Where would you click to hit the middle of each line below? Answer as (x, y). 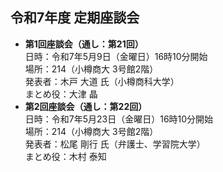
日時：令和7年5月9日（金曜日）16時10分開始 (116, 56)
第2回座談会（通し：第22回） (86, 106)
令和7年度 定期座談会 (75, 18)
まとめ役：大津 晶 (61, 94)
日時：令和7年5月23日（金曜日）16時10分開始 (119, 119)
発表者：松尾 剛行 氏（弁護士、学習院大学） (115, 144)
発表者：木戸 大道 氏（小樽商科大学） (102, 81)
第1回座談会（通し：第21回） (84, 44)
